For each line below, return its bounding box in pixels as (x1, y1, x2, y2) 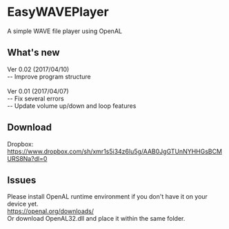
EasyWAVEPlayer (7, 4, 109, 20)
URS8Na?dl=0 (7, 154, 48, 162)
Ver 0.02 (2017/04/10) (7, 65, 70, 73)
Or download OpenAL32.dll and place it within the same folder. (7, 215, 186, 223)
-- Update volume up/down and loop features (7, 101, 137, 110)
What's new (7, 47, 60, 58)
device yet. (7, 200, 39, 208)
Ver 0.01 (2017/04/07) (7, 87, 69, 95)
